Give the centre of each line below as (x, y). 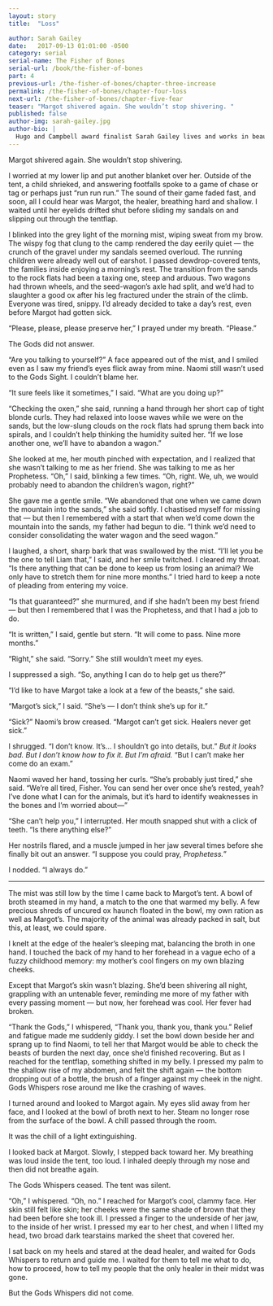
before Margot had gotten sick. (60, 312)
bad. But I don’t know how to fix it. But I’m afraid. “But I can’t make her (127, 754)
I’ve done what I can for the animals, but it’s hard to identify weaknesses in (133, 796)
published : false (38, 114)
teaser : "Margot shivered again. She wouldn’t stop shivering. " (121, 107)
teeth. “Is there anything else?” (60, 829)
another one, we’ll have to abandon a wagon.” (85, 443)
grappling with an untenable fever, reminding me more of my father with (129, 994)
